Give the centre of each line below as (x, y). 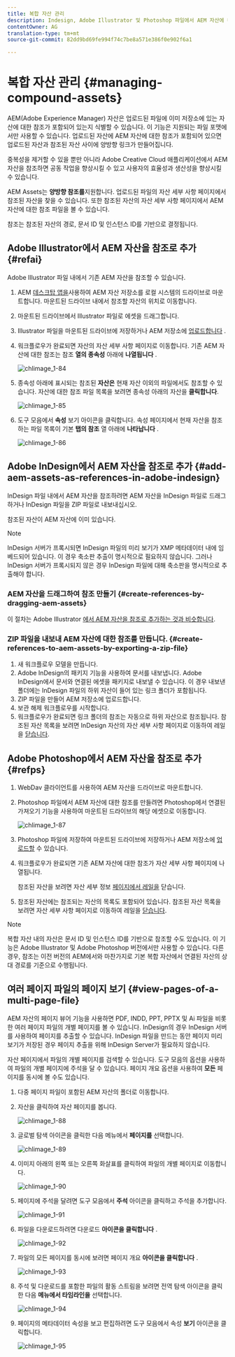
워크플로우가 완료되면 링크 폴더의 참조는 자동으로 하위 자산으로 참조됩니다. (118, 717)
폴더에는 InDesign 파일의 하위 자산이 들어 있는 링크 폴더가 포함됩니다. (112, 691)
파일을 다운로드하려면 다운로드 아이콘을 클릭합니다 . (87, 1229)
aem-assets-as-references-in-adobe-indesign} (114, 478)
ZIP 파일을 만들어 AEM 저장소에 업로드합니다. (79, 699)
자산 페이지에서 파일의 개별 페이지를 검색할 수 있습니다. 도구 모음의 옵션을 (107, 1059)
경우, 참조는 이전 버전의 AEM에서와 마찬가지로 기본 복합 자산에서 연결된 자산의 (114, 957)
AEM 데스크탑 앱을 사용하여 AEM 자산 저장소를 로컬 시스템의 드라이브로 (114, 292)
